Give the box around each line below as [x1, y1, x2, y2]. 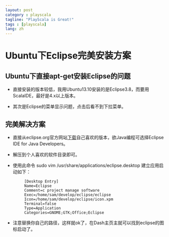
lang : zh [5, 27, 24, 32]
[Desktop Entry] [24, 179, 59, 184]
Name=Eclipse [24, 183, 52, 189]
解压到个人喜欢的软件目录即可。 [12, 151, 80, 157]
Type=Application [24, 205, 61, 210]
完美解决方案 [5, 120, 46, 128]
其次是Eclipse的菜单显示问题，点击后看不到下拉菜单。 [12, 103, 126, 110]
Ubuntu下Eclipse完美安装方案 [5, 50, 131, 62]
